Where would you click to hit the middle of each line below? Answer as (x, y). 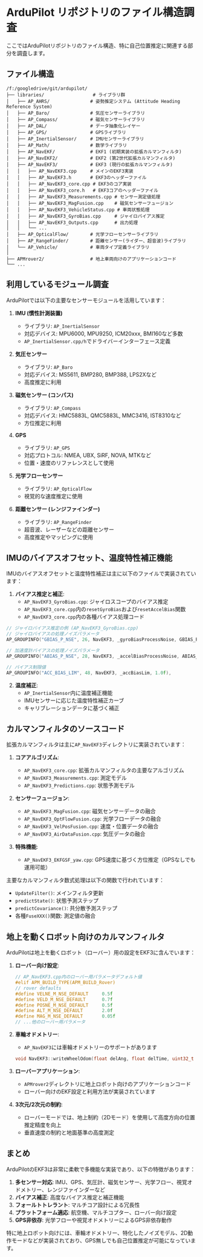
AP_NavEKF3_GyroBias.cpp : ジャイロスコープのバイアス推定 (96, 602)
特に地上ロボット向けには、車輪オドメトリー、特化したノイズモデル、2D (97, 1233)
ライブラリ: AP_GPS (47, 447)
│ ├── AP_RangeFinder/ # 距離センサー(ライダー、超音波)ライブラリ (96, 241)
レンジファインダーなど (76, 1190)
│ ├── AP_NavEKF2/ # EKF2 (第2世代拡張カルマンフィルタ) (91, 158)
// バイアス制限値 (26, 667)
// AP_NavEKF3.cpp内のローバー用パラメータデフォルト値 (79, 977)
